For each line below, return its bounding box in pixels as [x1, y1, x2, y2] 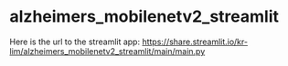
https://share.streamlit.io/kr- [141, 36, 249, 47]
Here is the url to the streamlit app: [9, 36, 140, 47]
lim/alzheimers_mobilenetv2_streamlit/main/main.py [9, 45, 206, 56]
